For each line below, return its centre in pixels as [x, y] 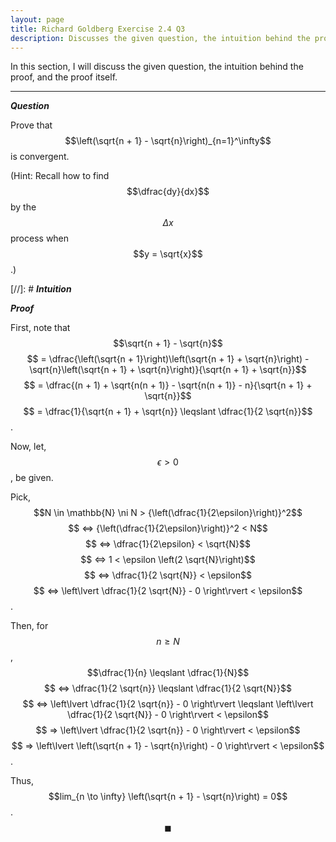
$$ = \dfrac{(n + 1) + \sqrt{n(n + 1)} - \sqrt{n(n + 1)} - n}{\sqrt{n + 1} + [168, 385]
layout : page [37, 19]
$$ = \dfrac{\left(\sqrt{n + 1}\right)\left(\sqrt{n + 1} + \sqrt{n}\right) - [168, 359]
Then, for [29, 626]
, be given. [32, 478]
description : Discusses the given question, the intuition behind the [160, 38]
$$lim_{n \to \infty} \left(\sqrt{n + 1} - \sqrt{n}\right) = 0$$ [168, 797]
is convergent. [40, 157]
